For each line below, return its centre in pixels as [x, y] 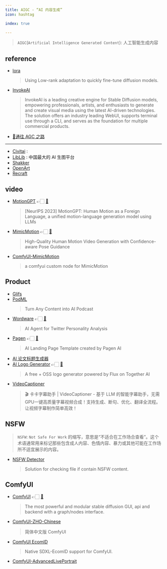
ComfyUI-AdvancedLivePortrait [44, 561]
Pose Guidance [54, 247]
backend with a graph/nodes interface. [65, 512]
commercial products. [47, 126]
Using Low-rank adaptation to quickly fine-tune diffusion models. [91, 80]
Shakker [21, 163]
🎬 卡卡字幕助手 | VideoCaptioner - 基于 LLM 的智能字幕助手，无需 [92, 394]
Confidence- [143, 241]
